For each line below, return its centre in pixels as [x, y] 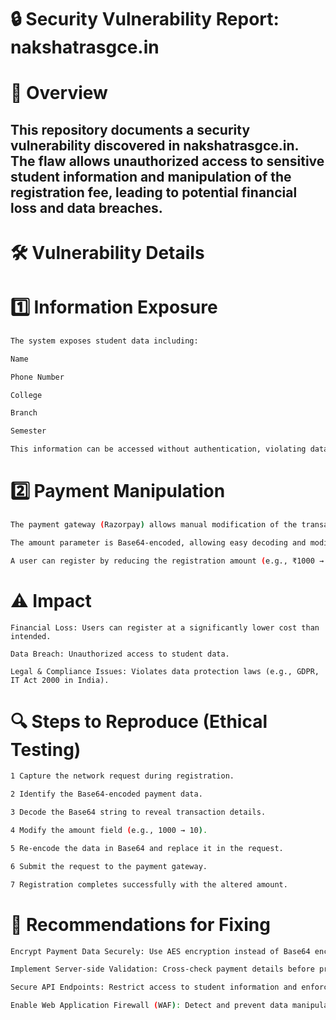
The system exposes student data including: [104, 341]
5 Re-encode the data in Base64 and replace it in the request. [147, 848]
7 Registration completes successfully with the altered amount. [149, 884]
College [26, 395]
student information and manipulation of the [151, 176]
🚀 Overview [59, 93]
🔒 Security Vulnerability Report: [145, 19]
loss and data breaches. [86, 207]
